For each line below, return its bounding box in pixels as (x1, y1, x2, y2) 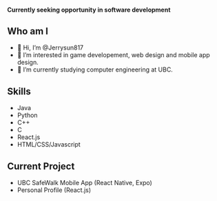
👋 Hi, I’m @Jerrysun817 (17, 43, 84, 52)
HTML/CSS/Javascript (17, 140, 81, 149)
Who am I (7, 25, 48, 37)
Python (17, 111, 38, 120)
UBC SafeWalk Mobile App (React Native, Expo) (17, 179, 153, 187)
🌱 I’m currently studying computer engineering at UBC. (17, 65, 174, 74)
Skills (7, 85, 31, 97)
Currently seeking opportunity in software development (7, 6, 171, 14)
